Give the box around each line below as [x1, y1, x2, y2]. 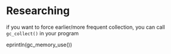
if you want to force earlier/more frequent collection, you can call [6, 23, 165, 31]
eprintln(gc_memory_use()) [6, 41, 72, 48]
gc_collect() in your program [6, 29, 79, 36]
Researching [6, 4, 70, 18]
